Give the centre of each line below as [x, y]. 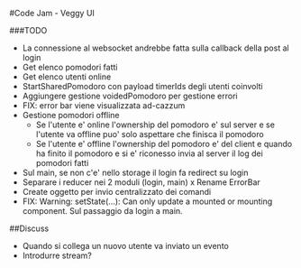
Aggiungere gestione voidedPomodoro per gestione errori [130, 96]
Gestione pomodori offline [71, 115]
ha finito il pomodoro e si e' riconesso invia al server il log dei [149, 153]
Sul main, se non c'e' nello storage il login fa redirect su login [135, 172]
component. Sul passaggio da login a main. [102, 211]
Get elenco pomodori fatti [70, 67]
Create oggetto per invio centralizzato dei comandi [117, 192]
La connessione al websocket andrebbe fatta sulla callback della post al [156, 48]
